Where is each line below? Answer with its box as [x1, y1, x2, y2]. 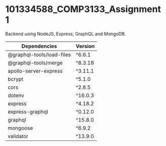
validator [8, 132, 29, 139]
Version [75, 43, 95, 50]
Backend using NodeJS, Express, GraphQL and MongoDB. [5, 31, 126, 37]
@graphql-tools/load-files [8, 51, 71, 58]
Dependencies [21, 43, 57, 50]
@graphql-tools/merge [8, 59, 63, 66]
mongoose [8, 124, 33, 131]
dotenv [8, 92, 25, 99]
